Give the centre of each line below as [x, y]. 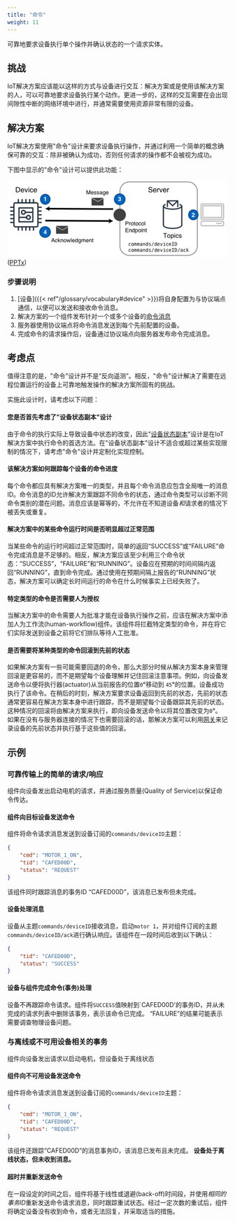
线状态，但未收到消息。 [41, 1160]
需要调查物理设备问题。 [41, 1022]
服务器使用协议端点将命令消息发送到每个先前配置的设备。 [100, 325]
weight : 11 [23, 22]
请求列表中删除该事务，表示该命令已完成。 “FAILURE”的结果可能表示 [124, 1013]
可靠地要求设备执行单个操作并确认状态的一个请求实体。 [87, 44]
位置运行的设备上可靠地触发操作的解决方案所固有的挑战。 [96, 384]
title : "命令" [27, 15]
